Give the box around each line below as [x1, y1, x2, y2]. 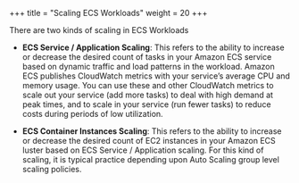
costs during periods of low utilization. [21, 109, 163, 119]
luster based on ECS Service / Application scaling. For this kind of [21, 145, 264, 155]
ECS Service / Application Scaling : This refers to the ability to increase [21, 42, 285, 53]
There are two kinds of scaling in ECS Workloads [9, 25, 189, 35]
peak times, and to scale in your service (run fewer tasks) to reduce [21, 99, 271, 110]
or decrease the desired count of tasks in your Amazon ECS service [21, 52, 272, 62]
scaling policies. [21, 164, 82, 174]
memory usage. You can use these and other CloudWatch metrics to [21, 80, 274, 90]
